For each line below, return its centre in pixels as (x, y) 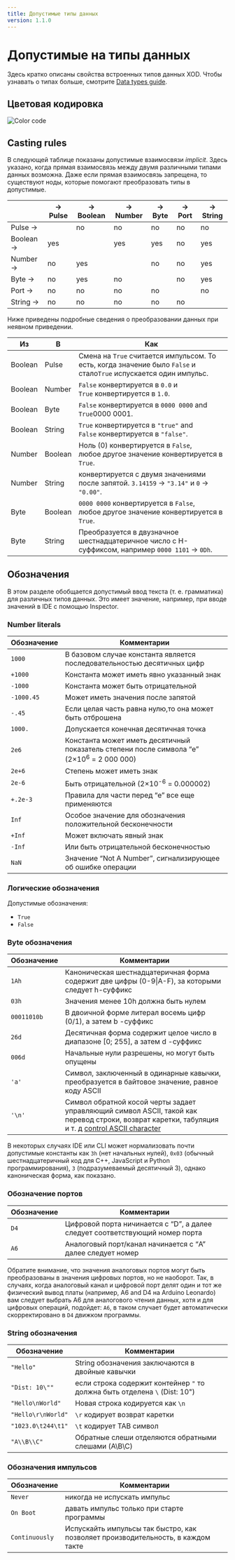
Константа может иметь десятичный (128, 741)
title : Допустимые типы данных (53, 14)
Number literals (34, 624)
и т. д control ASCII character (113, 1129)
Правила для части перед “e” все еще (130, 795)
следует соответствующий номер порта (134, 1232)
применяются (89, 804)
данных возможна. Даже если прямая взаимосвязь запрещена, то (107, 175)
